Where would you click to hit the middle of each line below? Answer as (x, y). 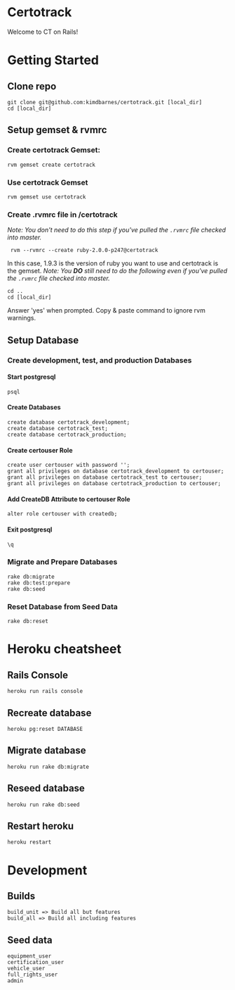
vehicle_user (26, 969)
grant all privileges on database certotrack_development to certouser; (116, 471)
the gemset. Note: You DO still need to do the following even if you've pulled (117, 271)
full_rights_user (33, 975)
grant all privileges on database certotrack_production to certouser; (114, 484)
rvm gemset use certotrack (47, 197)
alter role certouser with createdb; (62, 514)
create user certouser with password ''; (69, 465)
